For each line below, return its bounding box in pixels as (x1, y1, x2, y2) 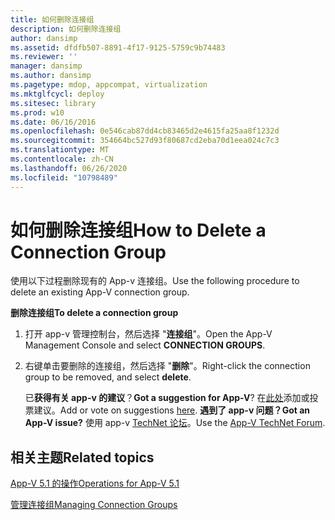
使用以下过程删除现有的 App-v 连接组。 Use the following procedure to (10, 275, 300, 287)
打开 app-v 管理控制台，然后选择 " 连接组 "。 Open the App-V (24, 328, 273, 340)
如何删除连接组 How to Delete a (10, 219, 267, 241)
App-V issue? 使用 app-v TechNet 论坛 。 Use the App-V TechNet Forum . (24, 417, 326, 429)
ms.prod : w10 (10, 107, 65, 118)
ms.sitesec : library (10, 98, 97, 108)
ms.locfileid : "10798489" (10, 172, 118, 183)
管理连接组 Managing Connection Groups (10, 499, 178, 511)
